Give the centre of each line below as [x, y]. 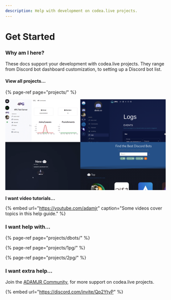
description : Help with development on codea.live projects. [72, 11]
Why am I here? [25, 53]
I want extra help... [29, 271]
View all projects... [25, 81]
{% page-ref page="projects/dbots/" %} [48, 238]
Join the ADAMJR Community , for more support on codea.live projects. [80, 282]
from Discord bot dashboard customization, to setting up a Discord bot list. [83, 70]
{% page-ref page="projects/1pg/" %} [45, 248]
